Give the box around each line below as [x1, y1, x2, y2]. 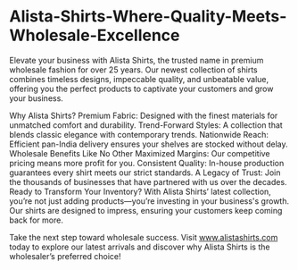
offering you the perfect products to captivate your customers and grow [9, 83, 274, 94]
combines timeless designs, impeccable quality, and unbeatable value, [9, 73, 269, 84]
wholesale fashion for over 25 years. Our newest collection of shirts [9, 64, 258, 75]
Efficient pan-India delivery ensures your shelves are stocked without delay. [9, 139, 288, 149]
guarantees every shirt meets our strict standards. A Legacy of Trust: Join [9, 167, 281, 178]
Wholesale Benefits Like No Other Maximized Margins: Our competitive [9, 148, 270, 158]
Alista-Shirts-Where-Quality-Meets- [9, 6, 287, 27]
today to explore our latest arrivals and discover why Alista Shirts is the [9, 241, 270, 252]
